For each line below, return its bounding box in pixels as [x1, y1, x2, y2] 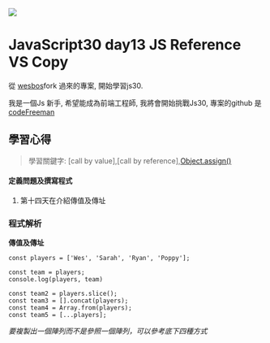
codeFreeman [8, 106, 55, 117]
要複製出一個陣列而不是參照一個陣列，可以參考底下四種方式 [8, 326, 208, 336]
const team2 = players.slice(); [8, 289, 118, 298]
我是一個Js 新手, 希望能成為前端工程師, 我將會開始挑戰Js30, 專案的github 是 [8, 98, 262, 107]
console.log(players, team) [8, 276, 104, 284]
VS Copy [8, 53, 69, 72]
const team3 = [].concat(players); [8, 297, 129, 305]
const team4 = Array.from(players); [8, 304, 132, 312]
